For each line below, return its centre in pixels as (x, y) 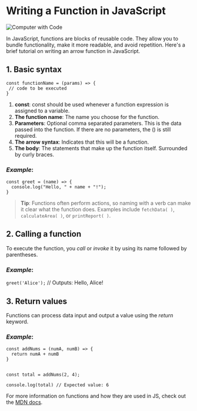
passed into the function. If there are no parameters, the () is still (93, 129)
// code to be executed (38, 88)
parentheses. (22, 254)
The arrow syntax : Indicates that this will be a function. (82, 142)
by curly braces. (34, 154)
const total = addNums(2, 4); (43, 375)
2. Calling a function (44, 234)
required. (26, 135)
